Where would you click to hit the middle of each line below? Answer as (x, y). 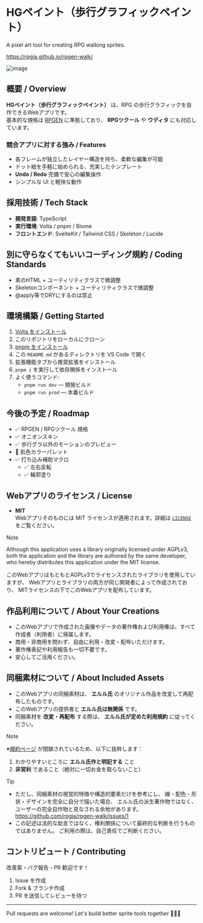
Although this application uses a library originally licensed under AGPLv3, (97, 549)
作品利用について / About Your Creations (83, 611)
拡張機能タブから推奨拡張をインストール (65, 362)
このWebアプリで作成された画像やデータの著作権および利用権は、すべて (105, 626)
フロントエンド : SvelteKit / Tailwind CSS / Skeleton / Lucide (89, 234)
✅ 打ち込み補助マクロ (42, 459)
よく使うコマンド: (37, 377)
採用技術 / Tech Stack (47, 203)
